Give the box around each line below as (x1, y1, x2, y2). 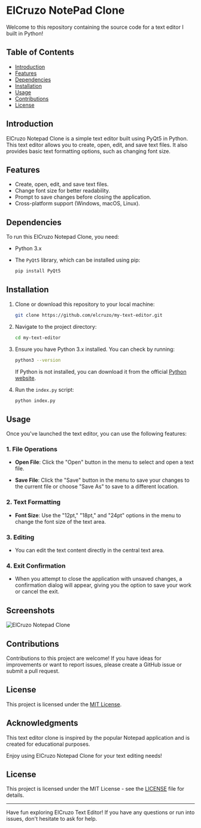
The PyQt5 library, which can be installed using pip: (14, 256, 141, 264)
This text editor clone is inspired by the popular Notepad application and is (6, 734, 190, 741)
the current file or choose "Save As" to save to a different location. (14, 483, 179, 490)
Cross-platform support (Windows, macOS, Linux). (14, 200, 141, 207)
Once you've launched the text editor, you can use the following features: (6, 430, 187, 437)
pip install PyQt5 (14, 268, 61, 274)
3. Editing (6, 533, 35, 541)
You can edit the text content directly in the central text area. (14, 547, 165, 554)
